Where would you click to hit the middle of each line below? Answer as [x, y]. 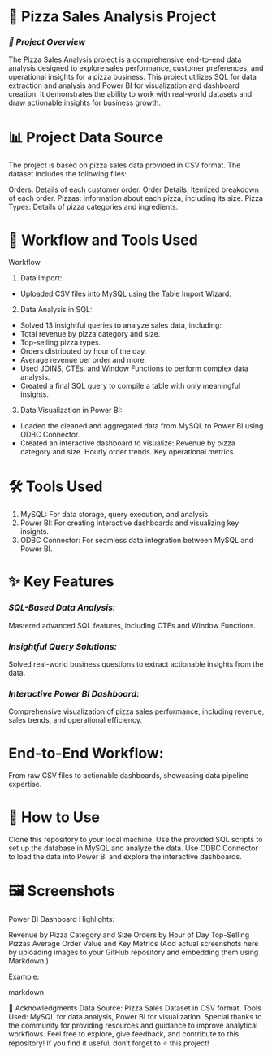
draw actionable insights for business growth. [84, 103]
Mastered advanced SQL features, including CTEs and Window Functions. [132, 625]
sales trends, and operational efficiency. [76, 720]
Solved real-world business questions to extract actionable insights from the [136, 664]
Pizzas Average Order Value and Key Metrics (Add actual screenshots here [134, 944]
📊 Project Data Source [86, 137]
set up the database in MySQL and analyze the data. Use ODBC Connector [133, 848]
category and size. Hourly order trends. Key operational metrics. [127, 452]
